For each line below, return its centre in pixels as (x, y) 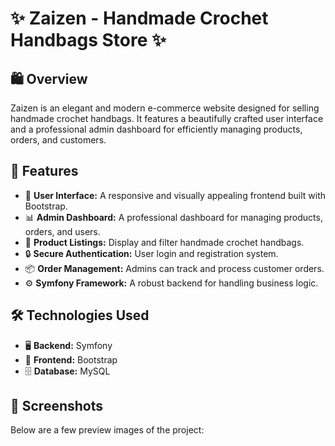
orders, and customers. (58, 140)
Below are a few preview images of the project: (107, 430)
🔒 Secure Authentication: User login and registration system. (151, 253)
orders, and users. (62, 231)
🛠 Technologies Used (80, 315)
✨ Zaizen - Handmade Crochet (139, 18)
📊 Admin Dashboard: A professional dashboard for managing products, (173, 217)
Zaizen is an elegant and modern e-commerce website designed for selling (165, 108)
